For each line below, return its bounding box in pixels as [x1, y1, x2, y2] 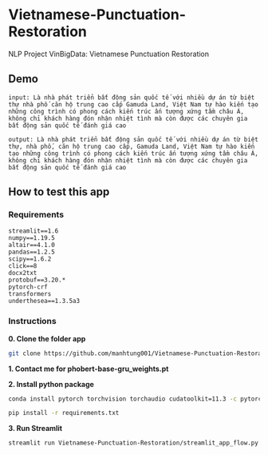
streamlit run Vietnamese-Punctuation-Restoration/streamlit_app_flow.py [8, 439, 259, 447]
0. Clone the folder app [8, 333, 86, 343]
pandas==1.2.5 [8, 248, 56, 257]
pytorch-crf [8, 283, 48, 291]
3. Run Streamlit [8, 424, 62, 433]
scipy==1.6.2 [8, 255, 52, 263]
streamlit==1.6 [8, 227, 59, 235]
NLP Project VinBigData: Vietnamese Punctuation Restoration [8, 49, 210, 58]
